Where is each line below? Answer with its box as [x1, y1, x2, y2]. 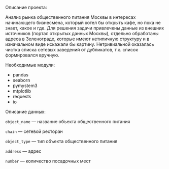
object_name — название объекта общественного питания [5, 119, 130, 124]
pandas [12, 72, 29, 78]
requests [12, 94, 31, 99]
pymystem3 [12, 82, 38, 89]
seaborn [12, 77, 30, 83]
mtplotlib [12, 88, 31, 94]
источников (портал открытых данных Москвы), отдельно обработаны [5, 31, 159, 36]
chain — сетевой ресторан [5, 128, 63, 134]
